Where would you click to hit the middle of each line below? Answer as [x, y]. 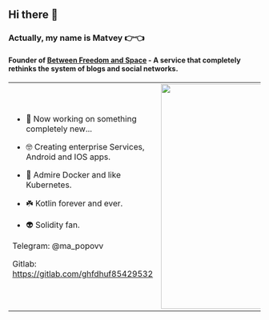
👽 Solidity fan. [53, 225]
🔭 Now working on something [82, 118]
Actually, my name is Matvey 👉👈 [76, 38]
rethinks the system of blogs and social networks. [93, 68]
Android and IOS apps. [68, 157]
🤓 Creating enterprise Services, [85, 146]
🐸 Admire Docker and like [74, 174]
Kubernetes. [49, 185]
